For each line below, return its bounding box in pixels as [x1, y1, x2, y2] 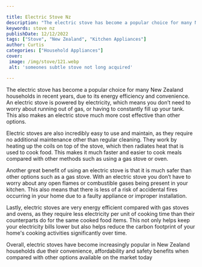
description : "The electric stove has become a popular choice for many [6, 19, 192, 26]
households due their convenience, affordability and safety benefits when [6, 247, 189, 254]
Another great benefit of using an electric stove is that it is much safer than [6, 166, 192, 174]
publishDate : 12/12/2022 [6, 31, 69, 37]
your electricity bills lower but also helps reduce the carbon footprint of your [6, 223, 195, 230]
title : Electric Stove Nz [6, 14, 71, 20]
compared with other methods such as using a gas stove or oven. [6, 155, 168, 162]
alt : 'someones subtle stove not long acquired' [8, 64, 133, 70]
